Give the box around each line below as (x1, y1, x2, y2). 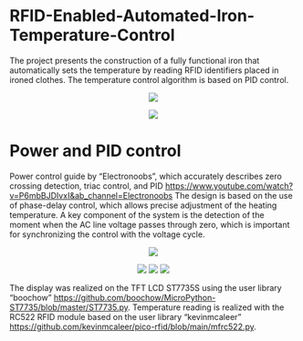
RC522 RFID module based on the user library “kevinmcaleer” (9, 311, 242, 322)
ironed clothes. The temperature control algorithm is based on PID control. (9, 74, 289, 85)
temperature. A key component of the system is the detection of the (9, 209, 265, 220)
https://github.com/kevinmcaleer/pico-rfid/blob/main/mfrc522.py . (9, 321, 257, 332)
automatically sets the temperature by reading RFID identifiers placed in (9, 65, 279, 76)
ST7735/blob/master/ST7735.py (9, 302, 129, 313)
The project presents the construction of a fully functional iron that (9, 55, 260, 66)
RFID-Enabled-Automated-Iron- (9, 5, 256, 26)
